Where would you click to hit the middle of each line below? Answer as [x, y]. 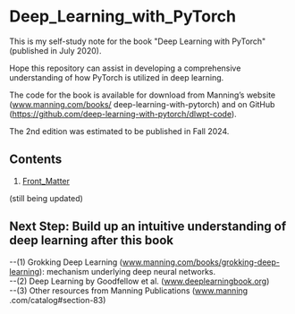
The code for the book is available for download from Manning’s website [142, 95]
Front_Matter [46, 181]
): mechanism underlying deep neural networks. [127, 271]
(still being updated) [46, 198]
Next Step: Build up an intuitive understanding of [148, 227]
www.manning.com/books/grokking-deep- [201, 262]
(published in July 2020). [55, 50]
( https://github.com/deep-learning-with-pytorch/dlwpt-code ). [123, 114]
